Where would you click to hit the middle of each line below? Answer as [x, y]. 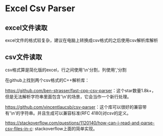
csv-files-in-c [19, 128]
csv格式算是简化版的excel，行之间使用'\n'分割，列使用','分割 [66, 70]
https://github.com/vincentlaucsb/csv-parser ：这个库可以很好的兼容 [74, 107]
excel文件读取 [26, 28]
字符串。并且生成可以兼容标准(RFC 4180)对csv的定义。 [76, 113]
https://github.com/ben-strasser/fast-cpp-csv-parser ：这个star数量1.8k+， [81, 90]
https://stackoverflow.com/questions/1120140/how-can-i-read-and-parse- [80, 123]
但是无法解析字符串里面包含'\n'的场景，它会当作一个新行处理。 [68, 97]
